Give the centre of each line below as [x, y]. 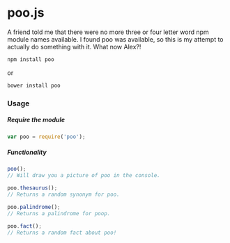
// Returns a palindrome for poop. [59, 213]
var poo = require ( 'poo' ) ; [46, 137]
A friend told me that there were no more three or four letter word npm [108, 32]
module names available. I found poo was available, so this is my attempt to [115, 39]
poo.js [26, 13]
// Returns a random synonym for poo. [63, 195]
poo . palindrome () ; [34, 207]
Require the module [36, 120]
